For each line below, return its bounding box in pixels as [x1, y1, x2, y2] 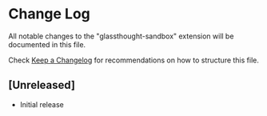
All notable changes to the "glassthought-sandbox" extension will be [8, 31, 234, 41]
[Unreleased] [8, 78, 76, 92]
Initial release [19, 99, 64, 109]
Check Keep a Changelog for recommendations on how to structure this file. [8, 55, 260, 65]
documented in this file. [8, 39, 86, 49]
